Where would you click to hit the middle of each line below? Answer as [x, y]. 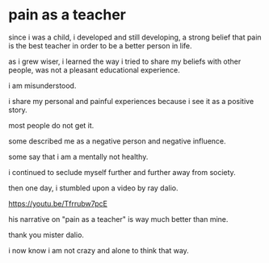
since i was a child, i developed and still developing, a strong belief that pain [135, 37]
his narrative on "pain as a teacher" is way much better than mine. [118, 219]
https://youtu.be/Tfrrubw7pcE [58, 203]
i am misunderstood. [42, 86]
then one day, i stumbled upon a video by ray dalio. [93, 188]
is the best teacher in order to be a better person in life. [100, 45]
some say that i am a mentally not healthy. [78, 157]
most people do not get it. [51, 125]
